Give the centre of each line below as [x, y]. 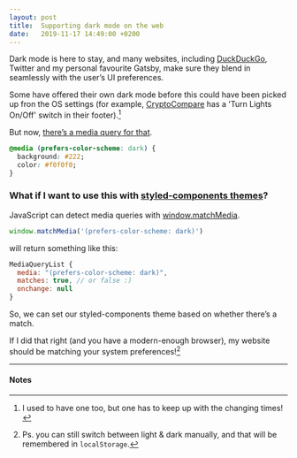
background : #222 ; [51, 156]
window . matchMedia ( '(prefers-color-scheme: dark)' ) [106, 231]
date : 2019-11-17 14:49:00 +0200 [75, 34]
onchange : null [45, 289]
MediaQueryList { [41, 264]
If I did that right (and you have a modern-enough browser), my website [140, 340]
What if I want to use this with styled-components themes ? [139, 195]
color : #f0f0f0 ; [47, 164]
